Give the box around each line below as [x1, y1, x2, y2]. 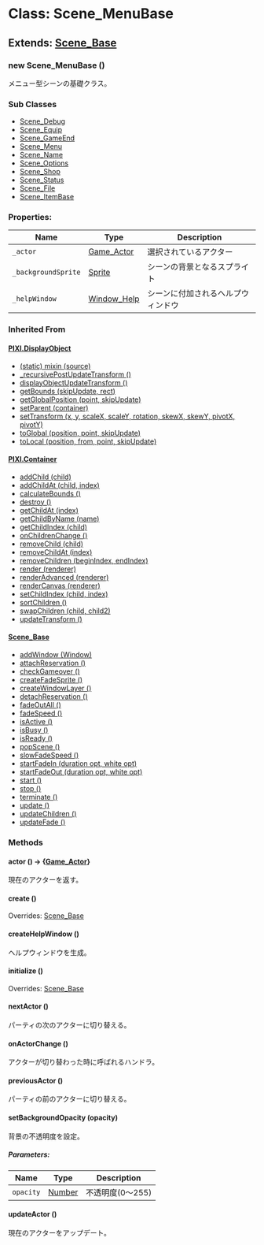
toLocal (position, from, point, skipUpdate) [19, 437, 157, 446]
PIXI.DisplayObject [8, 344, 71, 353]
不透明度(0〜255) [85, 1187, 152, 1198]
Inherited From [8, 324, 66, 335]
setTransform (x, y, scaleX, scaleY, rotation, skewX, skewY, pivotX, [19, 411, 236, 421]
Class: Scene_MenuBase [8, 5, 174, 23]
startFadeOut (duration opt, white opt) [19, 767, 143, 776]
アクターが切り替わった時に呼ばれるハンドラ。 [8, 1057, 159, 1067]
